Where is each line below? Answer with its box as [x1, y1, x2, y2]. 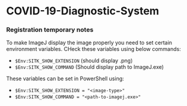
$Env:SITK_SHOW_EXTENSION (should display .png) [14, 57, 133, 64]
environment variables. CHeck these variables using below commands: [6, 46, 181, 53]
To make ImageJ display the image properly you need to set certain [6, 39, 172, 46]
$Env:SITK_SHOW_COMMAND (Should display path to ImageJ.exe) [14, 63, 164, 71]
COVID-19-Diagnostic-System [6, 4, 160, 18]
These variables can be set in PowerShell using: [6, 75, 124, 82]
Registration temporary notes [6, 26, 94, 34]
